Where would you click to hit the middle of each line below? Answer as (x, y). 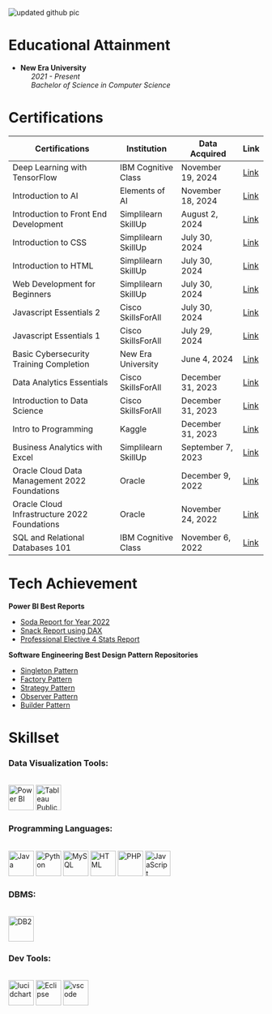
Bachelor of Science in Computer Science (101, 84)
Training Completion (51, 363)
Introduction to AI (45, 195)
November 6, (206, 537)
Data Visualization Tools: (59, 763)
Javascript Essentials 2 (57, 312)
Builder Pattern (45, 705)
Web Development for (54, 284)
